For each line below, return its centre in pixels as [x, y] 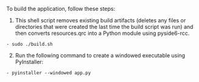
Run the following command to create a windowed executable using [100, 55]
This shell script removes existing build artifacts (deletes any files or [100, 20]
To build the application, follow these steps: [61, 9]
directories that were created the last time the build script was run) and [104, 27]
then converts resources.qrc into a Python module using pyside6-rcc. [102, 33]
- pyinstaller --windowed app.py [49, 73]
